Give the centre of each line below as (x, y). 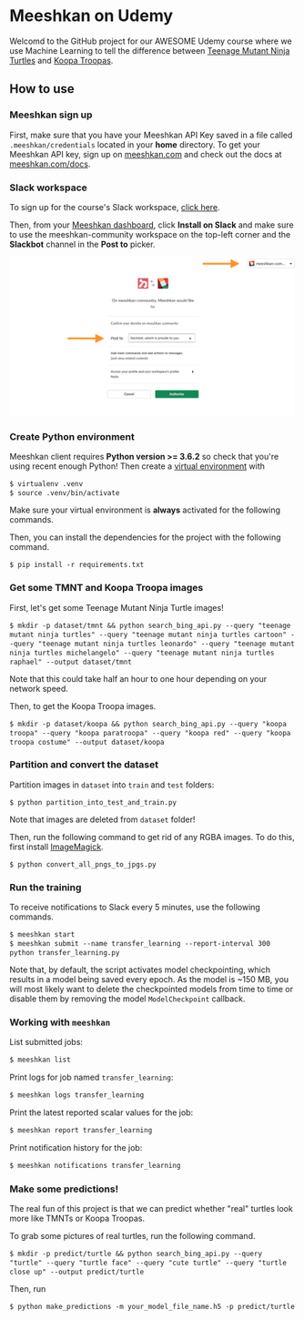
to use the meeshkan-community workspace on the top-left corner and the (150, 234)
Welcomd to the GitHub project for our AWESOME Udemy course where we (151, 41)
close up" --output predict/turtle (77, 1272)
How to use (42, 89)
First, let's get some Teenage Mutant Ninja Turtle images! (117, 607)
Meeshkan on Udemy (91, 16)
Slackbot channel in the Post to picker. (82, 244)
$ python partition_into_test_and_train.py (93, 802)
